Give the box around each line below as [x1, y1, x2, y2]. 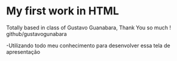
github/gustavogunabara [6, 30, 67, 37]
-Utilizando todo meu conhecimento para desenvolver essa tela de [6, 42, 170, 49]
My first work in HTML [6, 4, 120, 18]
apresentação [6, 48, 41, 55]
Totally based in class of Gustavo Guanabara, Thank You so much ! [6, 24, 172, 31]
